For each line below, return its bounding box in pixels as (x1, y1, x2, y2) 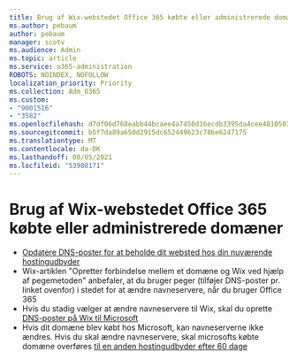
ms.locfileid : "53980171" (9, 161, 104, 170)
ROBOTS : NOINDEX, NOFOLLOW (9, 71, 109, 80)
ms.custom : (9, 95, 49, 104)
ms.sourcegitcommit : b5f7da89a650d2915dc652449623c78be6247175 (9, 128, 247, 137)
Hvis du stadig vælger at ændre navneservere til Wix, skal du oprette (21, 303, 272, 314)
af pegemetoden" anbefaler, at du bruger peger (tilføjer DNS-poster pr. (21, 275, 281, 286)
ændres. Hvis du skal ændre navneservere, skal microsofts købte (21, 332, 259, 342)
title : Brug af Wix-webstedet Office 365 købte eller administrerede (9, 12, 271, 22)
